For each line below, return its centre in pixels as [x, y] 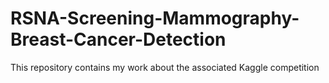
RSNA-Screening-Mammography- [155, 18]
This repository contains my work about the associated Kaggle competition [165, 67]
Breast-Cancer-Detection [118, 39]
